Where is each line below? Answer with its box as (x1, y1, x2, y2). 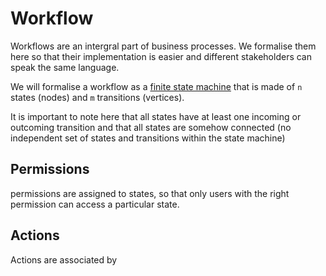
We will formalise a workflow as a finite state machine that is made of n (10, 80, 303, 92)
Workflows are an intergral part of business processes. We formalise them (10, 40, 317, 52)
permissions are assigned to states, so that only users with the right (10, 187, 290, 199)
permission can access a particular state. (10, 198, 180, 210)
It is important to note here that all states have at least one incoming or (10, 110, 302, 122)
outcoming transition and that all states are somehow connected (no (10, 121, 292, 133)
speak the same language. (10, 61, 120, 73)
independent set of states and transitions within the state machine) (10, 132, 286, 144)
